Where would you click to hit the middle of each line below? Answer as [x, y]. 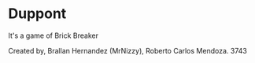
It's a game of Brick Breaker [53, 35]
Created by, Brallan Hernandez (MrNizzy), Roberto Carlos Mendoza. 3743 [128, 50]
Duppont [37, 14]
